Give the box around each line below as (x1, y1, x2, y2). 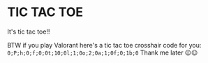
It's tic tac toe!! (7, 27, 50, 36)
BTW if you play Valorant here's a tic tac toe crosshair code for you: (7, 41, 202, 49)
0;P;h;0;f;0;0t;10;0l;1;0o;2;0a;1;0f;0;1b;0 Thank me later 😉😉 (7, 48, 198, 57)
